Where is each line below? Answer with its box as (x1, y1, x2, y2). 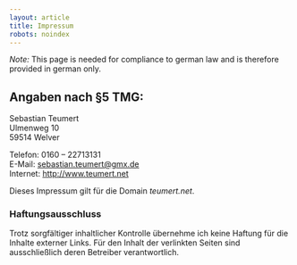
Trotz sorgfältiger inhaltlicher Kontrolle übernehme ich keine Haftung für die (9, 228, 289, 239)
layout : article (9, 12, 70, 22)
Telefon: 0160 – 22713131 (9, 149, 101, 161)
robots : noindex (9, 29, 70, 38)
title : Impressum (9, 21, 74, 30)
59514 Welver (9, 132, 60, 143)
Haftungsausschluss (9, 208, 102, 220)
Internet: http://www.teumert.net (9, 169, 130, 179)
